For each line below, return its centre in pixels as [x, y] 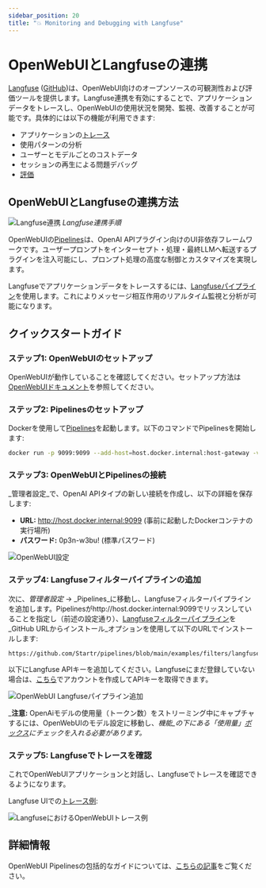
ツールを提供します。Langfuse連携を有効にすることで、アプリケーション [134, 98]
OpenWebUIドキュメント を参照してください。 [83, 387]
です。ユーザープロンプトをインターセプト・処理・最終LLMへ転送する [136, 249]
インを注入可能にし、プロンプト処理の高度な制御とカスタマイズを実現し [140, 260]
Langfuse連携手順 [91, 222]
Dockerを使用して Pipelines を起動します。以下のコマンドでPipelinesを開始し [132, 428]
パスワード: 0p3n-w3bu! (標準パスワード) [87, 540]
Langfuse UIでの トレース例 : [53, 801]
